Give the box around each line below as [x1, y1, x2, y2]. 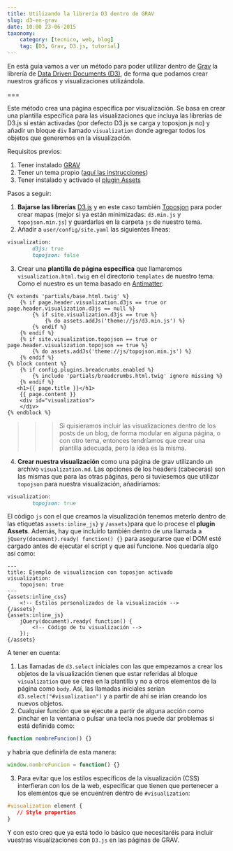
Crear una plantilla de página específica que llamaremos [17, 264, 183, 273]
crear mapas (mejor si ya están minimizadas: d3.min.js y [17, 211, 181, 218]
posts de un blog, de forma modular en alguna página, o [59, 428, 221, 437]
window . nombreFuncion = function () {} [7, 761, 120, 768]
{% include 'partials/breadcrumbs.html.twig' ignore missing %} [32, 372, 223, 379]
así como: [7, 549, 36, 558]
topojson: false [32, 251, 80, 259]
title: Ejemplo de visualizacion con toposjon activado [7, 569, 173, 576]
